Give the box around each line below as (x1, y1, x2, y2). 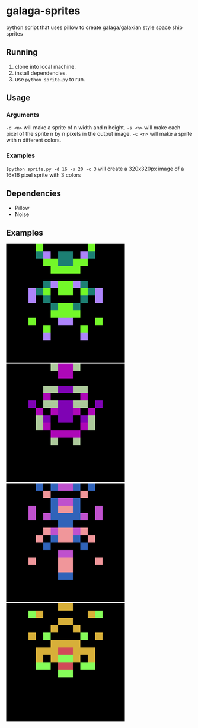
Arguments (6, 111, 40, 119)
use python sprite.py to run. (14, 75, 85, 82)
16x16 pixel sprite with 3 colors (6, 171, 81, 179)
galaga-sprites (6, 4, 81, 18)
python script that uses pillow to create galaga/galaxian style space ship (6, 24, 183, 31)
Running (6, 47, 39, 58)
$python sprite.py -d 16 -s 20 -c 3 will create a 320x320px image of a (6, 165, 184, 172)
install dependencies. (14, 69, 67, 77)
